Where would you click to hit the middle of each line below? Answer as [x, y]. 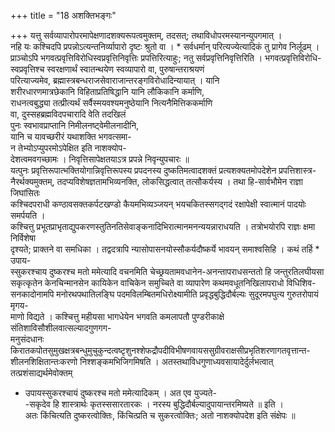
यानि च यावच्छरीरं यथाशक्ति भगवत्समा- [71, 136]
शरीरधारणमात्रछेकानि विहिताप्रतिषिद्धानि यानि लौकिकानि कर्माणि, [107, 91]
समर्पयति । [28, 215]
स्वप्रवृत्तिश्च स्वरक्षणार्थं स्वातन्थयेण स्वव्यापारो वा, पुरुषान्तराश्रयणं [107, 69]
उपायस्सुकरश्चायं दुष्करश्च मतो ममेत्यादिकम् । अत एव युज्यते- [120, 393]
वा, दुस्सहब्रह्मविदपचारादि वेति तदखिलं [68, 114]
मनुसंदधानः [27, 339]
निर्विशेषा [23, 238]
